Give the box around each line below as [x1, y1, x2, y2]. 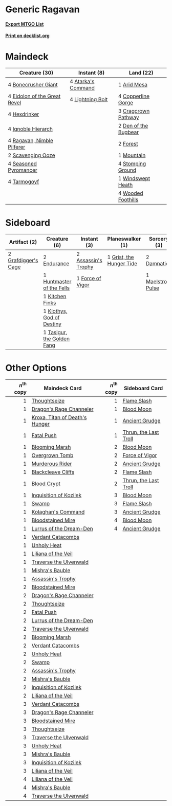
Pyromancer [8, 167, 37, 174]
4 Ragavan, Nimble [8, 137, 54, 144]
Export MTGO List [5, 21, 44, 27]
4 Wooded [118, 190, 143, 197]
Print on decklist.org [5, 32, 50, 39]
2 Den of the [118, 122, 148, 130]
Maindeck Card [43, 384, 82, 392]
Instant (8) [78, 69, 105, 77]
